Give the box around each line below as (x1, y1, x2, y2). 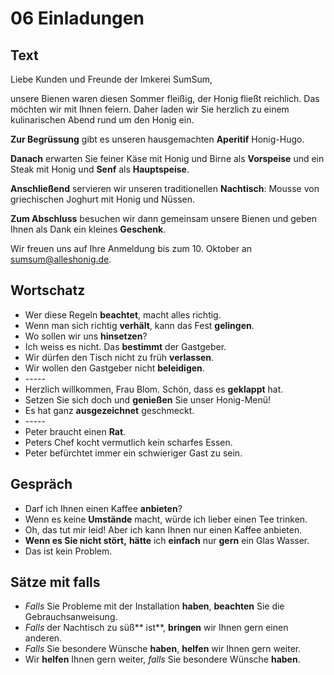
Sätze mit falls (10, 574, 101, 591)
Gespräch (10, 476, 73, 493)
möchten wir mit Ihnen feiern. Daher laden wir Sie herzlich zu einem (10, 103, 290, 115)
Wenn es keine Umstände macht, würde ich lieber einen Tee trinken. (24, 513, 308, 525)
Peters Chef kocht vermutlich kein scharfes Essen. (24, 436, 233, 448)
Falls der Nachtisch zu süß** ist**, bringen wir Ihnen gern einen (24, 622, 289, 634)
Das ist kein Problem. (24, 545, 113, 557)
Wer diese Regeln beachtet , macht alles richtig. (24, 308, 222, 321)
